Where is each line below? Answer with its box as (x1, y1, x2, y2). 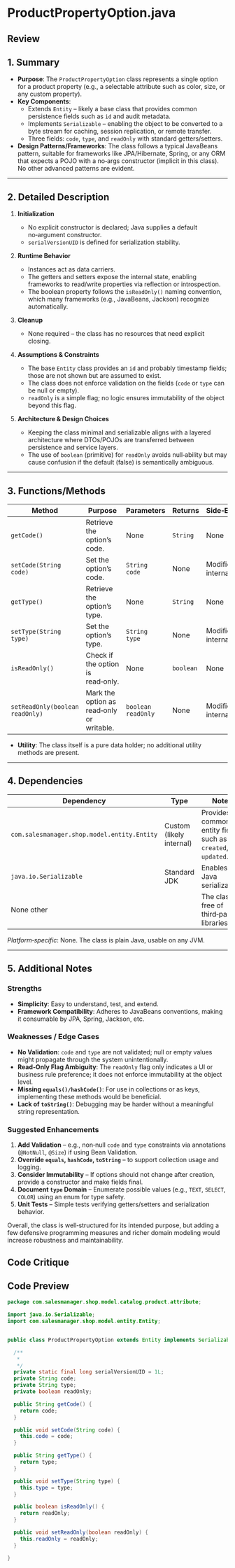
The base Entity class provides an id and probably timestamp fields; (27, 364, 227, 372)
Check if (85, 651, 113, 661)
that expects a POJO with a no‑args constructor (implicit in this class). (17, 157, 219, 165)
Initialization (17, 210, 55, 218)
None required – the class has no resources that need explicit (27, 330, 205, 338)
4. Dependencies (7, 775, 83, 787)
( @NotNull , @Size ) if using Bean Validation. (17, 1148, 138, 1157)
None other (10, 905, 48, 914)
